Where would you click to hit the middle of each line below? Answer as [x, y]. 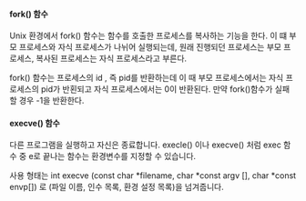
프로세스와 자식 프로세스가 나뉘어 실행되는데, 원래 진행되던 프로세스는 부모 [150, 47]
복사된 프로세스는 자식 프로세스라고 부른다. [112, 58]
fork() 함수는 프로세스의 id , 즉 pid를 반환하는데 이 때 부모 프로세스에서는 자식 [147, 78]
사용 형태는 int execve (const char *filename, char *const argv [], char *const [153, 176]
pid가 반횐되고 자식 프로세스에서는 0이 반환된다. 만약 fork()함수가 [157, 89]
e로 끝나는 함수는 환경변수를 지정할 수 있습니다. [112, 156]
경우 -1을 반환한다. [51, 101]
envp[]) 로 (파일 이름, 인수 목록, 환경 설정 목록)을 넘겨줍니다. [117, 187]
